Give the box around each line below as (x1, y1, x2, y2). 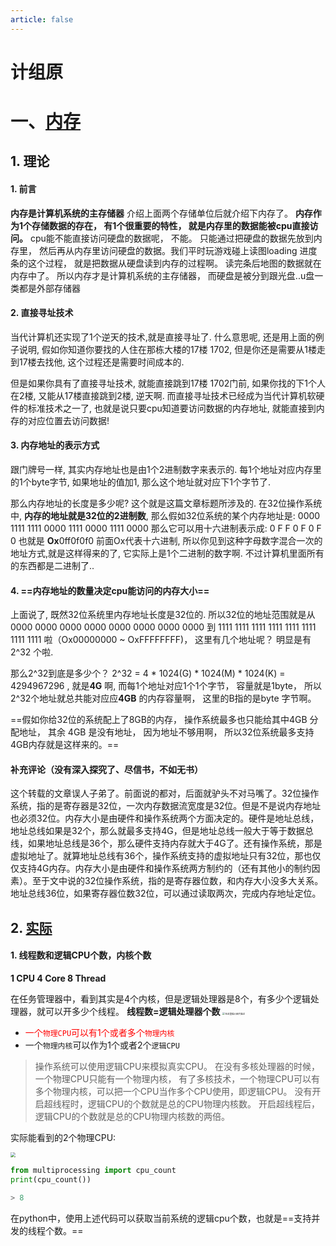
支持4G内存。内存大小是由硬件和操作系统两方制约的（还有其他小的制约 (18, 862, 312, 875)
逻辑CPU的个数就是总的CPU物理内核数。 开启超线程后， (87, 1098, 320, 1110)
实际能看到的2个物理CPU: (10, 1132, 117, 1143)
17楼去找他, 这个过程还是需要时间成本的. (18, 356, 185, 368)
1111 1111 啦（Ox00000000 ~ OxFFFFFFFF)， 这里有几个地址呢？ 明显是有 (10, 634, 312, 646)
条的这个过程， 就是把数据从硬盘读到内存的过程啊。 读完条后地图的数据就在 (10, 257, 322, 269)
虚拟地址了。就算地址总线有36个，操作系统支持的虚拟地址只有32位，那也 (10, 850, 313, 862)
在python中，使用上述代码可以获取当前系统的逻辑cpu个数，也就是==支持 (10, 1212, 312, 1224)
